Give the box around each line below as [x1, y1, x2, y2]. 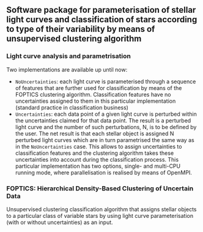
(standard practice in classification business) [15, 103, 128, 111]
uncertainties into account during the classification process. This [15, 155, 179, 163]
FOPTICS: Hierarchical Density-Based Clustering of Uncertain [6, 184, 194, 192]
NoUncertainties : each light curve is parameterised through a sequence [15, 78, 196, 85]
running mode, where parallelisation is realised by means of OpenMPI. [15, 168, 193, 176]
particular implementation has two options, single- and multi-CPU [15, 162, 181, 170]
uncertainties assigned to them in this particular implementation [15, 97, 176, 105]
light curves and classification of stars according [6, 15, 197, 25]
